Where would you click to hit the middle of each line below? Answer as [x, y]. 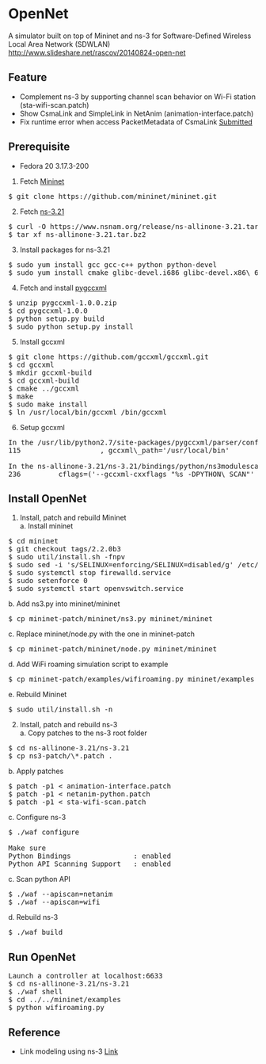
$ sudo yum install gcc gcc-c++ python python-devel [113, 265]
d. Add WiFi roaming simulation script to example [88, 664]
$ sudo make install [48, 404]
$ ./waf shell [36, 992]
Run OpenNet [42, 957]
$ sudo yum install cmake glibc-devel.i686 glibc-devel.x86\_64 [136, 273]
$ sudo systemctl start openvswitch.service [96, 589]
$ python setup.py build [56, 318]
